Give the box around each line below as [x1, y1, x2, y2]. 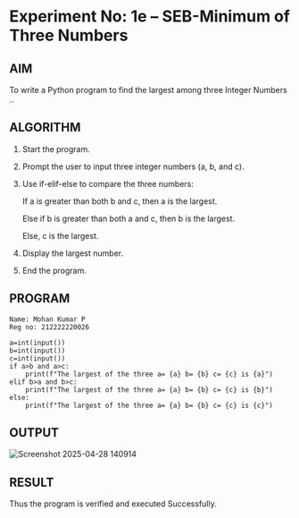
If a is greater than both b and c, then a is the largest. [21, 195, 218, 207]
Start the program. [21, 143, 91, 154]
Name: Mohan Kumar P [9, 315, 87, 324]
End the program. [21, 265, 87, 276]
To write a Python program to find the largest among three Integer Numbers [9, 85, 287, 95]
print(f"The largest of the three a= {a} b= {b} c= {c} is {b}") [25, 385, 274, 395]
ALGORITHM [9, 120, 81, 135]
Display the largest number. [21, 248, 123, 259]
